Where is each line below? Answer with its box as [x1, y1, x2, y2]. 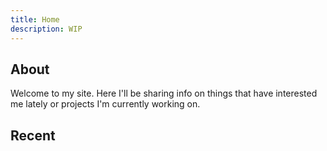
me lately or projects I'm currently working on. [10, 98, 201, 110]
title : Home [10, 14, 60, 25]
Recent [10, 127, 56, 144]
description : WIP [10, 24, 83, 34]
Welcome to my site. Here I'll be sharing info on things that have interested [10, 87, 318, 100]
